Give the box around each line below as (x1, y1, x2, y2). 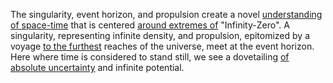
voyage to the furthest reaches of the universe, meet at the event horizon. (10, 40, 315, 52)
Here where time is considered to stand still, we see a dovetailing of (10, 51, 290, 63)
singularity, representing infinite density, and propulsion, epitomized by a (10, 30, 310, 41)
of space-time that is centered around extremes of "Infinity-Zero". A (10, 19, 290, 31)
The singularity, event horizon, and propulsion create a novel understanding (10, 9, 323, 20)
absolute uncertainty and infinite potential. (10, 62, 185, 73)
